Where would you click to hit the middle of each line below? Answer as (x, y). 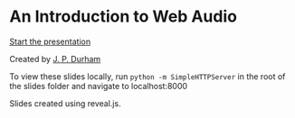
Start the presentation (50, 41)
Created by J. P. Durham (55, 59)
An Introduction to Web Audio (124, 17)
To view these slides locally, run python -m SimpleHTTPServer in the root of (147, 76)
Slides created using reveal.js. (65, 103)
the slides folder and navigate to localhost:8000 (99, 86)
